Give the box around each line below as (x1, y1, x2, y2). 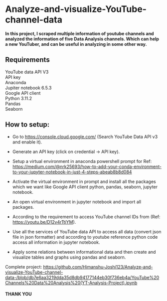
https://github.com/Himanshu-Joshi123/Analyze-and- (43, 264, 153, 270)
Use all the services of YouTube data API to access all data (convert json (12, 228, 162, 235)
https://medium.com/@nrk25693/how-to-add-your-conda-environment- (12, 163, 162, 169)
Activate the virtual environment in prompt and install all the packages (12, 178, 156, 184)
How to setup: (5, 121, 50, 129)
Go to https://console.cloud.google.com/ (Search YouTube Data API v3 (12, 134, 158, 140)
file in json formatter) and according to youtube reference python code (12, 234, 158, 240)
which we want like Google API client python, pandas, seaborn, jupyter (12, 183, 158, 190)
